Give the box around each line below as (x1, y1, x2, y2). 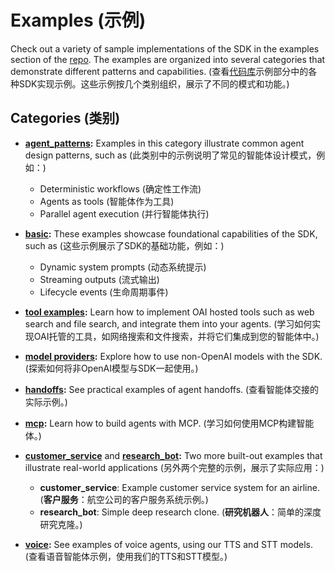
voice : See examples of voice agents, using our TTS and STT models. (24, 538, 314, 550)
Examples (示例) (10, 9, 147, 32)
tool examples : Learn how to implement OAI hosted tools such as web (24, 306, 315, 318)
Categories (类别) (10, 110, 121, 127)
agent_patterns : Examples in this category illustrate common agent (24, 137, 305, 149)
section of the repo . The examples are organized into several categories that (10, 53, 326, 65)
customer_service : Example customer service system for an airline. (39, 481, 320, 493)
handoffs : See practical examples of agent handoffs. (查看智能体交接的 (24, 383, 320, 395)
